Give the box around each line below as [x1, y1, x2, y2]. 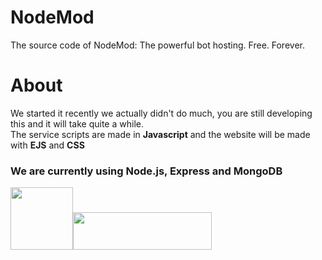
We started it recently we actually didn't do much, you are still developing [10, 107, 313, 119]
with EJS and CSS [10, 139, 85, 151]
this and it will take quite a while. [10, 117, 144, 130]
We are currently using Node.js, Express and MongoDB [10, 164, 283, 178]
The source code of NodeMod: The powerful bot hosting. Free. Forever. [10, 39, 305, 51]
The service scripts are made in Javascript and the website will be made [10, 128, 311, 140]
